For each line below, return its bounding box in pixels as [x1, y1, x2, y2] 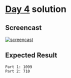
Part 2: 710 [5, 68, 30, 73]
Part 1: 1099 [5, 64, 32, 69]
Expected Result [5, 51, 57, 59]
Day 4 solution [5, 3, 66, 15]
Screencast [5, 23, 42, 32]
